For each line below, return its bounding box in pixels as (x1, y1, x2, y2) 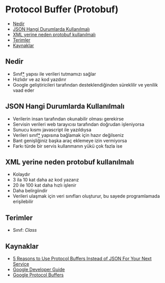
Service (12, 261, 29, 267)
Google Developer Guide (12, 267, 65, 272)
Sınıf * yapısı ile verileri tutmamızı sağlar (12, 71, 96, 77)
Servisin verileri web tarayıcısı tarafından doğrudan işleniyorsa (12, 121, 145, 127)
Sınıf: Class (12, 227, 37, 233)
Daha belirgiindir (12, 188, 48, 194)
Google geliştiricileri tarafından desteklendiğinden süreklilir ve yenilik (12, 82, 158, 88)
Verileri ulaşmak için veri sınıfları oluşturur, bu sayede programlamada (12, 193, 160, 199)
